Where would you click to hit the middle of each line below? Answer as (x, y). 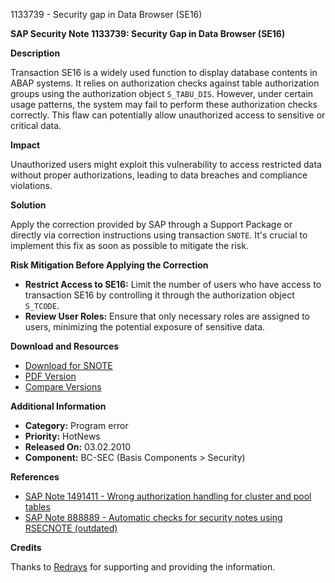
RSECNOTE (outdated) (71, 528)
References (35, 477)
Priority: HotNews (62, 436)
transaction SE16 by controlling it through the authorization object (159, 295)
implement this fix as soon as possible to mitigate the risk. (129, 245)
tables (37, 507)
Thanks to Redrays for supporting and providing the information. (143, 567)
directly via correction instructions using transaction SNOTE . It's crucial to (159, 235)
